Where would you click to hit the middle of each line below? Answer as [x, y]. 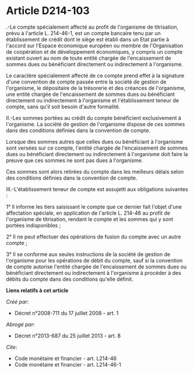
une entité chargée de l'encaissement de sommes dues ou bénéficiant [90, 94]
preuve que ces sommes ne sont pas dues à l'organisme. [75, 160]
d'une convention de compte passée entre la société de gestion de [86, 82]
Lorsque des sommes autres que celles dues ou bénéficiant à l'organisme [95, 141]
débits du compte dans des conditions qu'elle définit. [70, 279]
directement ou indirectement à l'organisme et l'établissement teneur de [93, 100]
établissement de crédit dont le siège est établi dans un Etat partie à [88, 39]
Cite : [12, 347]
